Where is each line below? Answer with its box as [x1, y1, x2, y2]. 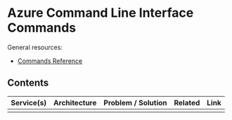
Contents [7, 77, 49, 89]
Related [174, 98, 200, 107]
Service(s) [11, 98, 47, 107]
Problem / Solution [103, 98, 167, 107]
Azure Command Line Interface [7, 5, 194, 21]
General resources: [7, 43, 63, 51]
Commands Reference [17, 56, 83, 65]
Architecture [53, 98, 97, 107]
